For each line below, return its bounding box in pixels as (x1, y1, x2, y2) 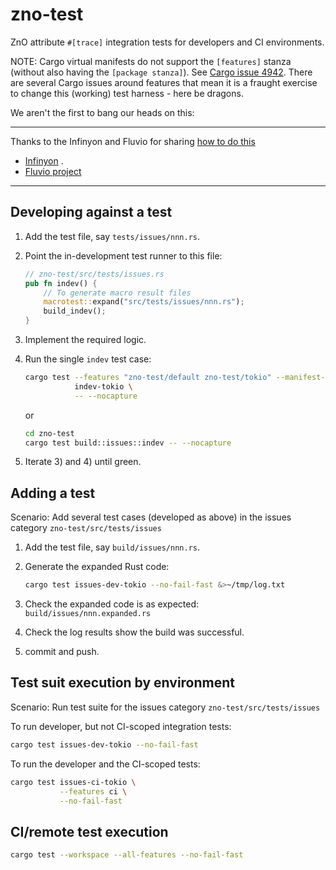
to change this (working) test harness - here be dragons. (10, 87, 244, 99)
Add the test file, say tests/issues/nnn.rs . (24, 230, 201, 242)
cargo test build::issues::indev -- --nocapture (24, 438, 232, 448)
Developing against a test (10, 204, 173, 221)
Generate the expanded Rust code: (24, 561, 170, 573)
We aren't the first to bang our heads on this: (10, 106, 195, 118)
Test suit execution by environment (10, 674, 236, 692)
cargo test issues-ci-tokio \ (10, 777, 137, 787)
